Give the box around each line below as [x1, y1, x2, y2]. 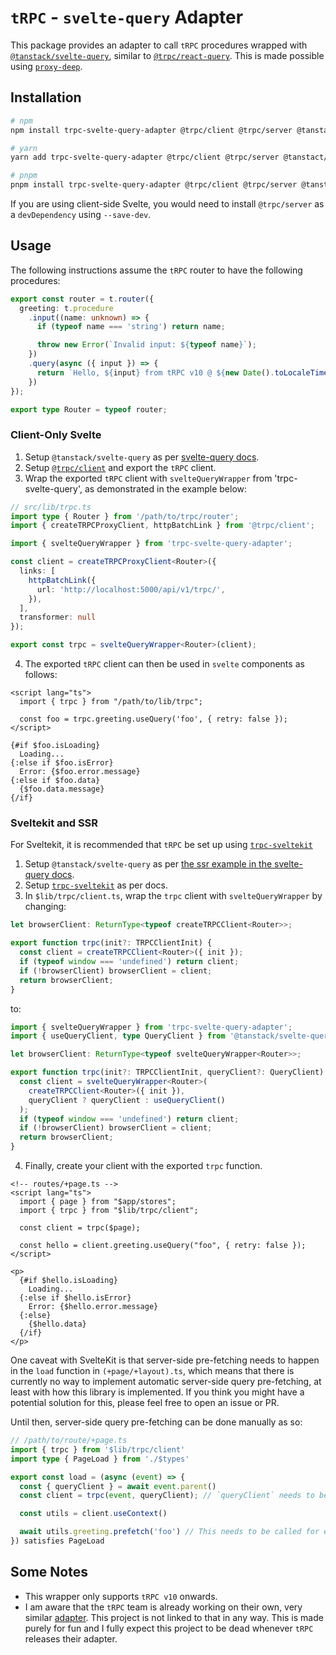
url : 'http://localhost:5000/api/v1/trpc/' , [36, 584, 226, 595]
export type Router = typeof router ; [10, 404, 168, 415]
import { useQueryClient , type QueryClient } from [10, 1031, 226, 1041]
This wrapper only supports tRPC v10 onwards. [24, 1590, 218, 1602]
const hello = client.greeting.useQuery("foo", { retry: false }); [19, 1241, 307, 1251]
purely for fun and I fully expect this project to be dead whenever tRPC [24, 1622, 314, 1634]
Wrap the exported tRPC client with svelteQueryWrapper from [24, 472, 273, 484]
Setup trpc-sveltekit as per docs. [24, 879, 169, 891]
